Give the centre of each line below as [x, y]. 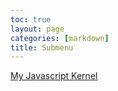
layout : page [37, 29]
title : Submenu [42, 47]
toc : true [31, 19]
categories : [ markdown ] [60, 38]
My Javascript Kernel [54, 76]
